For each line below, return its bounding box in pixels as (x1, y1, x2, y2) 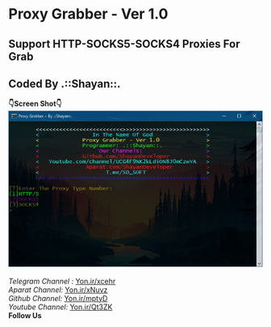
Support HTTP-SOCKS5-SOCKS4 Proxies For (8, 37, 240, 51)
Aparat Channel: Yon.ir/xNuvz (8, 284, 108, 295)
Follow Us (8, 310, 42, 320)
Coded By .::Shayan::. (8, 77, 121, 90)
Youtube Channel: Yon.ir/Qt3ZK (8, 302, 113, 312)
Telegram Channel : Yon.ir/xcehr (8, 276, 116, 286)
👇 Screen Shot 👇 (8, 99, 62, 109)
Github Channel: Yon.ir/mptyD (8, 293, 108, 303)
